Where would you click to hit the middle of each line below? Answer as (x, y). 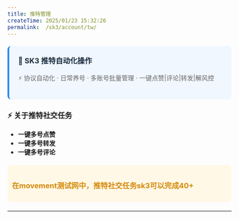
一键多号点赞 (36, 134)
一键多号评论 (36, 152)
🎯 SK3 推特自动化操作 (55, 61)
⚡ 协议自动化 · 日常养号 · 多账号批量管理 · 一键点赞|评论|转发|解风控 (116, 78)
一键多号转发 (36, 144)
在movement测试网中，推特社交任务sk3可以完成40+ (103, 186)
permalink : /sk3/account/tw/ (52, 27)
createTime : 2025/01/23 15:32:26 (57, 21)
